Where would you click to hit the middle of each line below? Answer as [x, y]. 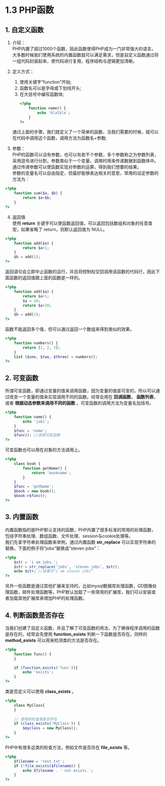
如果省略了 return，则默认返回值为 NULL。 [64, 229]
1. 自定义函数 [25, 30]
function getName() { [45, 468]
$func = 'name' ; [31, 431]
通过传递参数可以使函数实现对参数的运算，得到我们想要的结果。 [77, 167]
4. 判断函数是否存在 [35, 615]
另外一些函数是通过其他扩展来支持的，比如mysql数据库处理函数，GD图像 [79, 586]
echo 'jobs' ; [36, 422]
